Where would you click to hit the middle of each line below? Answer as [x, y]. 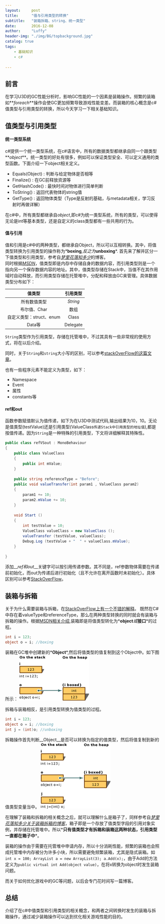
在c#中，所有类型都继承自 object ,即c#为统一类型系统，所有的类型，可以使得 [82, 215]
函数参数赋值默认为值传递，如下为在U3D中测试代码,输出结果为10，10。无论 [81, 421]
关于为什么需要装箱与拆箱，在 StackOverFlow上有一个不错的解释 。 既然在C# [82, 609]
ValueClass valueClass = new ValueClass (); [69, 531]
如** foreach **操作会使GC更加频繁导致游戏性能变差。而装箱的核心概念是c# [81, 103]
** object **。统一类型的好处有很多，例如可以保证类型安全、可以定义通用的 [80, 157]
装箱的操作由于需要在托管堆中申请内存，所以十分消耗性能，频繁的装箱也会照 [82, 846]
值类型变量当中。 [22, 807]
